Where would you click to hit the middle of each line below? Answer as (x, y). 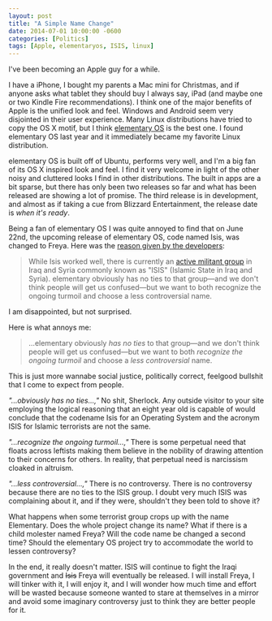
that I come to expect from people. (66, 385)
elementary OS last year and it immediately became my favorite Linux (125, 137)
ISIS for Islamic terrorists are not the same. (80, 426)
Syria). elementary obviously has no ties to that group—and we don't (143, 279)
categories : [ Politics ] (49, 39)
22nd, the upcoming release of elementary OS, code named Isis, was (124, 237)
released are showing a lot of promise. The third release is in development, (133, 196)
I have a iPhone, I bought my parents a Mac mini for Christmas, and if (124, 85)
